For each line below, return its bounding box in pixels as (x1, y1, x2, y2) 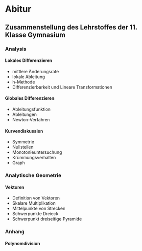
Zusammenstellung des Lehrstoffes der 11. (5, 23, 138, 31)
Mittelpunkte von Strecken (12, 205, 66, 212)
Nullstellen (12, 144, 34, 150)
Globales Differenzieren (5, 95, 55, 101)
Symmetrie (12, 139, 34, 145)
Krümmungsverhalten (12, 155, 56, 161)
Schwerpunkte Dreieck (12, 211, 59, 217)
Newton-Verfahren (12, 116, 50, 122)
